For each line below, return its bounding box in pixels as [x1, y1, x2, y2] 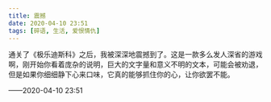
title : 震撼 [8, 11, 46, 20]
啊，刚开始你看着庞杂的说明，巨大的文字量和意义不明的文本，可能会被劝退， [8, 59, 263, 69]
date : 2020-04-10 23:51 [8, 19, 89, 27]
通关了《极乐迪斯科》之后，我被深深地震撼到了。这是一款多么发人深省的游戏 [8, 50, 263, 59]
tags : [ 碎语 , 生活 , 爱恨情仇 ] [8, 27, 101, 35]
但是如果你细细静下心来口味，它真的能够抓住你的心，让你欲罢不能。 [8, 70, 235, 80]
